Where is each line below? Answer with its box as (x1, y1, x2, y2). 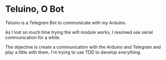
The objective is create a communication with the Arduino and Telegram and (5, 44, 161, 50)
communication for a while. (5, 34, 61, 40)
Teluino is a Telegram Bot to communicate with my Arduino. (5, 20, 127, 26)
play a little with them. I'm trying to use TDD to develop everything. (5, 49, 142, 55)
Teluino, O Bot (5, 3, 64, 15)
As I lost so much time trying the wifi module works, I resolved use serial (5, 29, 153, 35)
